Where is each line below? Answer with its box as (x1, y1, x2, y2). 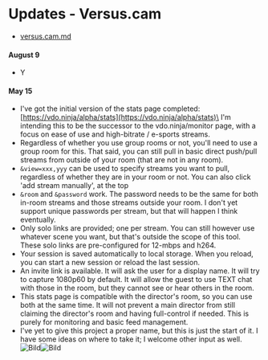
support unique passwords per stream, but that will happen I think (19, 207, 238, 216)
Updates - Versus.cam (8, 5, 162, 23)
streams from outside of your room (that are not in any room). (19, 155, 224, 165)
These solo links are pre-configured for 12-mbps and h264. (19, 240, 217, 250)
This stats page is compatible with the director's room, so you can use (19, 292, 253, 301)
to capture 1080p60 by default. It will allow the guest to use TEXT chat (19, 275, 253, 284)
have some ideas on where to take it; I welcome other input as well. (19, 334, 242, 344)
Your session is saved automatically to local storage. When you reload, (19, 249, 254, 259)
